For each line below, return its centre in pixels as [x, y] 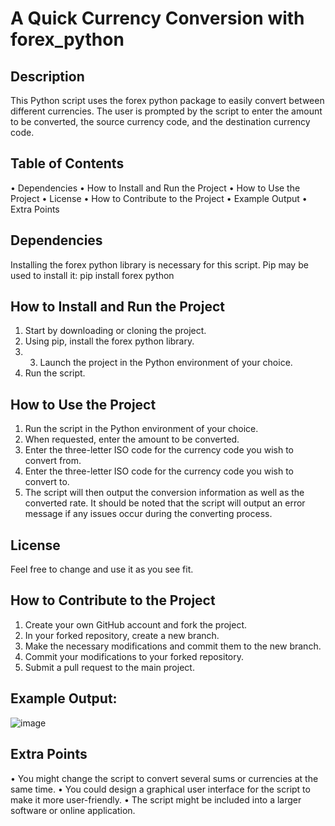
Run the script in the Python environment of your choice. [141, 429]
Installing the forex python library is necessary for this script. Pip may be [159, 264]
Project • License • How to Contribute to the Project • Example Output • [159, 198]
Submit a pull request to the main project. [109, 667]
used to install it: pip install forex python [92, 275]
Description [47, 76]
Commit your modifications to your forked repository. [134, 656]
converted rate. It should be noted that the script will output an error [165, 503]
